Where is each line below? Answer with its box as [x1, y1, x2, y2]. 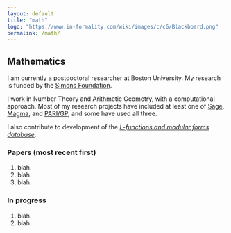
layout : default [7, 10, 54, 17]
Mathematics [7, 55, 66, 67]
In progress [7, 195, 46, 205]
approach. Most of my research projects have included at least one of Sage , [7, 102, 225, 111]
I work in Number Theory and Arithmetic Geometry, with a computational [7, 95, 215, 103]
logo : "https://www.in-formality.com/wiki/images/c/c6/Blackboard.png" [7, 23, 219, 30]
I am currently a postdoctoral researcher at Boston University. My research [7, 74, 221, 82]
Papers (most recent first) [7, 147, 96, 157]
